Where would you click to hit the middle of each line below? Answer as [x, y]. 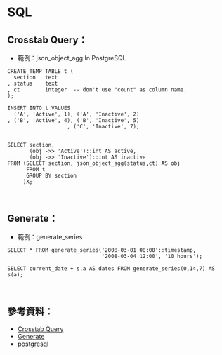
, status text [33, 83]
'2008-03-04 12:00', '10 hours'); [152, 256]
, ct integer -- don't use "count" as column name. [97, 90]
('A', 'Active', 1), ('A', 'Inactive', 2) [77, 114]
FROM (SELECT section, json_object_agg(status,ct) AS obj [94, 163]
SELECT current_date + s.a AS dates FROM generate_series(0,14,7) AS [111, 268]
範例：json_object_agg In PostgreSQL [72, 58]
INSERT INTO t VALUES [39, 108]
